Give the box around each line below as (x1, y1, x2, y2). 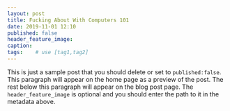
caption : (7, 42, 33, 49)
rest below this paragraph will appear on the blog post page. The (7, 83, 194, 91)
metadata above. (7, 97, 56, 105)
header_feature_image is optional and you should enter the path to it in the (7, 89, 220, 98)
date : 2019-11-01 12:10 (7, 23, 77, 30)
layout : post (7, 10, 45, 17)
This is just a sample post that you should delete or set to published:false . (7, 67, 222, 76)
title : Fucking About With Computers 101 (7, 17, 130, 24)
